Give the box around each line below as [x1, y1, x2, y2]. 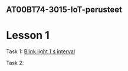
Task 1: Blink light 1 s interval [6, 48, 76, 55]
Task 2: [6, 59, 24, 67]
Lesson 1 [6, 28, 50, 42]
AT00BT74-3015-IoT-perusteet [6, 5, 123, 15]
